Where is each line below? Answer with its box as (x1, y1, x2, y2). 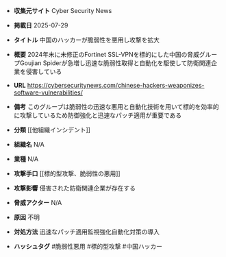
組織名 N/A (13, 140, 45, 148)
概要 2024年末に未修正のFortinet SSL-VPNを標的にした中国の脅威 (13, 51, 200, 58)
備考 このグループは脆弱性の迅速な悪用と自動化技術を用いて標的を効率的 (13, 103, 219, 110)
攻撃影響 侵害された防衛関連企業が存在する (13, 184, 136, 192)
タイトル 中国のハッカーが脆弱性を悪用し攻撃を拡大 (13, 36, 160, 44)
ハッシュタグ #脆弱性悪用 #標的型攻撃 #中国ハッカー (13, 243, 163, 250)
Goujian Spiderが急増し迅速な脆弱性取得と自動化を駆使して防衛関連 (19, 59, 212, 67)
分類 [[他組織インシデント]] (13, 126, 91, 134)
